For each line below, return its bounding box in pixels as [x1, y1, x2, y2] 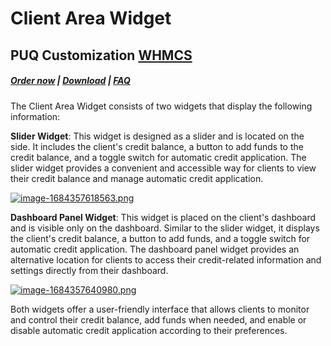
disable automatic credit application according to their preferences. [10, 324, 288, 336]
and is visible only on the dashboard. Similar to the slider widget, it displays [10, 222, 320, 234]
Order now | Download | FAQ [10, 75, 131, 87]
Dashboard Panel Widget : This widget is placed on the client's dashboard [10, 211, 317, 223]
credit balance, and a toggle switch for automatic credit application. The [10, 151, 307, 163]
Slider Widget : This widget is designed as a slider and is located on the [10, 130, 305, 142]
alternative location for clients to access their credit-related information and [10, 253, 322, 266]
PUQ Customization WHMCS [10, 47, 193, 64]
